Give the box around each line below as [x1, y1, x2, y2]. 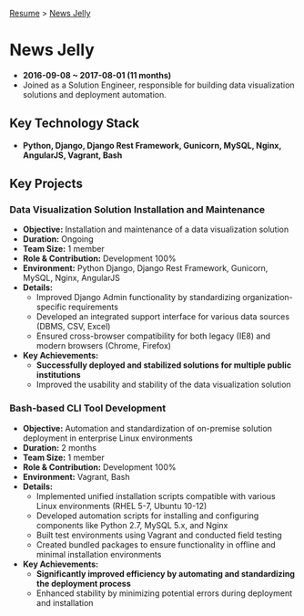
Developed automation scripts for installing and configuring [35, 510, 259, 521]
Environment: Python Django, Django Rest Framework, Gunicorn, [22, 263, 269, 274]
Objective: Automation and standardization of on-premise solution [22, 423, 273, 433]
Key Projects [9, 176, 84, 192]
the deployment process [35, 578, 131, 589]
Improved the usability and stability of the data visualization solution [35, 379, 291, 391]
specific [35, 301, 66, 313]
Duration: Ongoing [22, 234, 94, 245]
